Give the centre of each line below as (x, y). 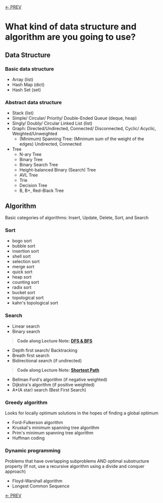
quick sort (22, 272)
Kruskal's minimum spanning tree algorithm (56, 428)
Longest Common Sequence (41, 486)
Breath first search (31, 355)
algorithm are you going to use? (71, 37)
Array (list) (23, 79)
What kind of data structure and (71, 27)
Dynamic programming (33, 450)
